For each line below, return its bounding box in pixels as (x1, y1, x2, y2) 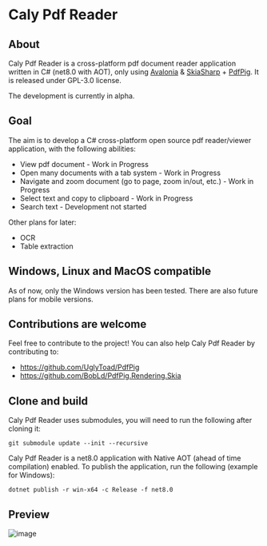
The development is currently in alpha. (8, 91, 135, 101)
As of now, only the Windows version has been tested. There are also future (8, 285, 258, 295)
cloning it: (8, 424, 42, 433)
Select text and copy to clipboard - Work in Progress (19, 193, 193, 203)
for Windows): (8, 470, 55, 480)
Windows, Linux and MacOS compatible (8, 265, 212, 278)
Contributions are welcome (8, 317, 147, 331)
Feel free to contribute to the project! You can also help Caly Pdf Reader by (8, 338, 256, 349)
